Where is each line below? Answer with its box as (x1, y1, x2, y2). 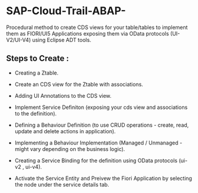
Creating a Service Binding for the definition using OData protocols (14, 157, 178, 164)
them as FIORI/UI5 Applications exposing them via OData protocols (6, 30, 170, 37)
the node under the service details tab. (14, 181, 109, 188)
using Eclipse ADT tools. (32, 36, 92, 43)
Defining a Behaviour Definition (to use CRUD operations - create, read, (14, 121, 189, 128)
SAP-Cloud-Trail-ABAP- (6, 4, 126, 18)
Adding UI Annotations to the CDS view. (14, 92, 112, 99)
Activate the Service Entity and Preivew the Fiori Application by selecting (14, 175, 192, 182)
